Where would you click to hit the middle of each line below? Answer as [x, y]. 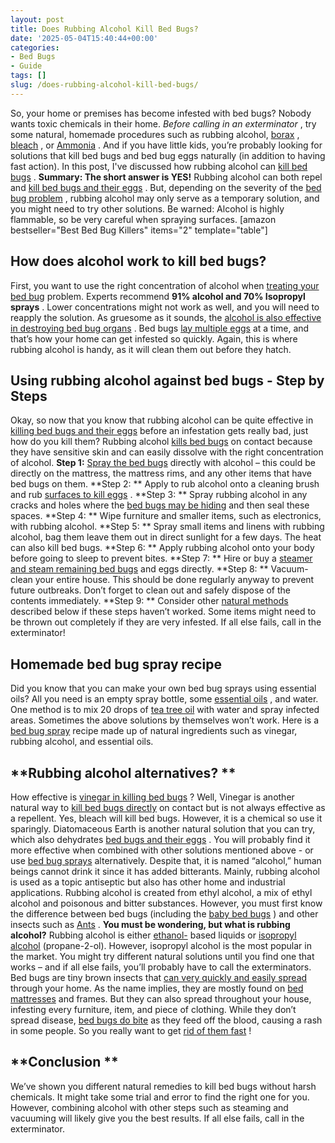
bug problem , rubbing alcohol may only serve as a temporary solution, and [165, 198]
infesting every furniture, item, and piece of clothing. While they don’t [153, 1009]
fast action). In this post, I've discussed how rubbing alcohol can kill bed [159, 166]
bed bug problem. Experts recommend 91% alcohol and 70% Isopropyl [158, 296]
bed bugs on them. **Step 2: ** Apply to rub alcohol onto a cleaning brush [165, 484]
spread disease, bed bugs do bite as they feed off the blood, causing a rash [166, 1020]
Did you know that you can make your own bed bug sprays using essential [163, 688]
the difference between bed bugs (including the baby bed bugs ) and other [164, 914]
